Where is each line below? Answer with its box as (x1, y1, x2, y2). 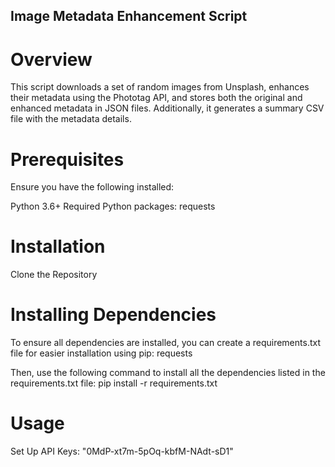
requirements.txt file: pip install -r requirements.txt (10, 377, 218, 389)
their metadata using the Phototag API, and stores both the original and (10, 92, 303, 104)
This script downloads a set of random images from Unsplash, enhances (10, 81, 310, 93)
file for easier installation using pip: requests (10, 347, 193, 359)
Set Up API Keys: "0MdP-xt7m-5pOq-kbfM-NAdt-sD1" (10, 445, 234, 458)
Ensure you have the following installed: (10, 181, 175, 193)
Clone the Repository (10, 269, 98, 281)
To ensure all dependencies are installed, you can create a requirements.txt (10, 337, 321, 349)
